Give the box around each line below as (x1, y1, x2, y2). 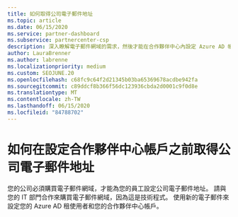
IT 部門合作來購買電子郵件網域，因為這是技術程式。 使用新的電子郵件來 (21, 192, 229, 201)
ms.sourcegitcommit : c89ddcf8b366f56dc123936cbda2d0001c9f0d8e (7, 83, 198, 90)
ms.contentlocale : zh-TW (7, 96, 81, 103)
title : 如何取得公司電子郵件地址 (7, 10, 93, 18)
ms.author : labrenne (7, 57, 69, 64)
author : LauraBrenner (7, 50, 72, 57)
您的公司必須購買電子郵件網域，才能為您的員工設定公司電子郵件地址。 (7, 184, 212, 192)
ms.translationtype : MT (7, 89, 78, 96)
